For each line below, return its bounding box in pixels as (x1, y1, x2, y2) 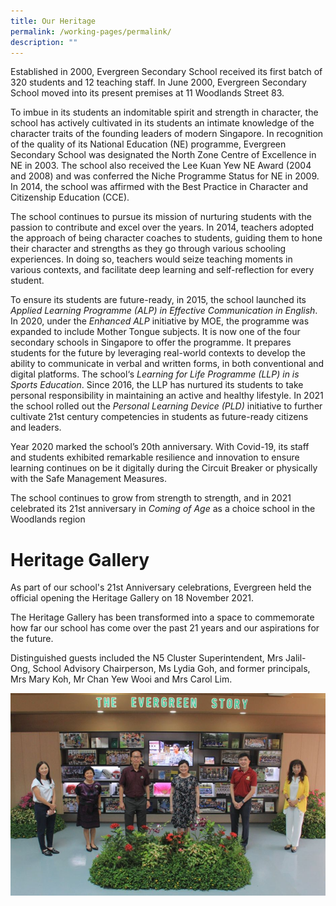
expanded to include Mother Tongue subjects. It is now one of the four (10, 326, 301, 338)
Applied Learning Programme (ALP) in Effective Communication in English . (10, 305, 318, 317)
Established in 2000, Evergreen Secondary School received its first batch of (10, 66, 323, 78)
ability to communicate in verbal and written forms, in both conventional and (10, 358, 325, 370)
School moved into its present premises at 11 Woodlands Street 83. (10, 87, 285, 99)
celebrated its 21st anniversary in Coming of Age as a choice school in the (10, 503, 316, 515)
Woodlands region (10, 513, 86, 525)
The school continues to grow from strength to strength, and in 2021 (10, 492, 292, 504)
